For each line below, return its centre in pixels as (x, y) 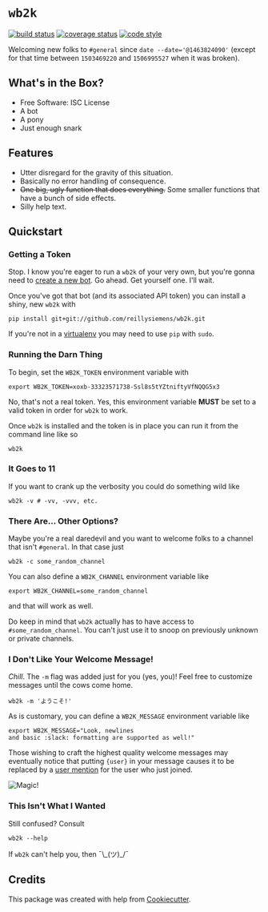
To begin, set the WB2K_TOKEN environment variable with (99, 372)
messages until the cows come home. (71, 685)
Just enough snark (51, 128)
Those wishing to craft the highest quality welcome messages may (118, 753)
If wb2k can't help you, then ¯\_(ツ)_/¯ (69, 854)
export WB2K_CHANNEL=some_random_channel (78, 591)
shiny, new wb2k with (42, 304)
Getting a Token (40, 254)
